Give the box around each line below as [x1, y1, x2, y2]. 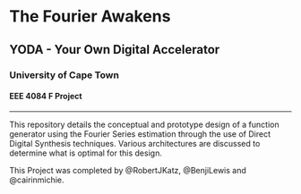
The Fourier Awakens [9, 6, 171, 27]
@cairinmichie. [9, 174, 64, 185]
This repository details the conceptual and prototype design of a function [9, 119, 279, 130]
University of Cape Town [9, 69, 119, 81]
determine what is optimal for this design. [9, 148, 163, 158]
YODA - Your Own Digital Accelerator [9, 42, 220, 57]
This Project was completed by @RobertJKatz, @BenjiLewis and [9, 164, 246, 175]
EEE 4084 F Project [9, 91, 82, 102]
